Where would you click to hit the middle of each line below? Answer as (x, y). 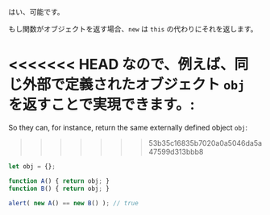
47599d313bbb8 (176, 151)
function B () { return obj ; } (59, 188)
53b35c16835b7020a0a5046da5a (206, 143)
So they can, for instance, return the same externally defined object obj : (128, 127)
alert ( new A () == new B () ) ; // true (73, 203)
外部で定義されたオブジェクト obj (134, 85)
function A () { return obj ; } (59, 181)
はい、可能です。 (36, 12)
